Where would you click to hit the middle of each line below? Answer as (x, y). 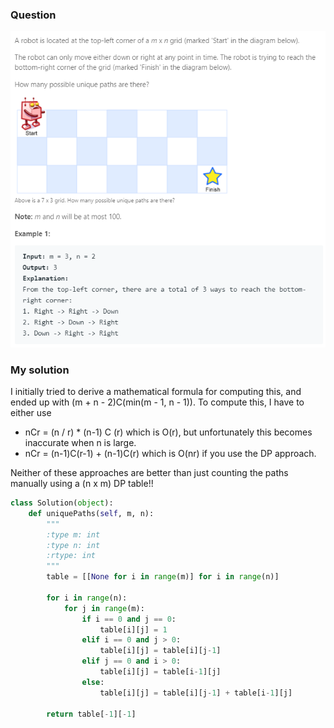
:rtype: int (71, 556)
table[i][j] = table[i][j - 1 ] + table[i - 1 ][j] (196, 693)
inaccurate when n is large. (80, 443)
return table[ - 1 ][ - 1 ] (91, 714)
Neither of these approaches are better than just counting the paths (149, 473)
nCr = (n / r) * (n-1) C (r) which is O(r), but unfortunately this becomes (168, 432)
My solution (40, 370)
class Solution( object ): (62, 503)
